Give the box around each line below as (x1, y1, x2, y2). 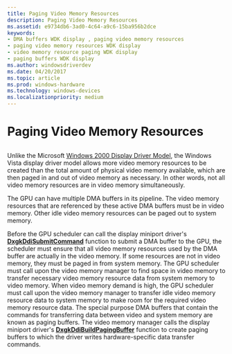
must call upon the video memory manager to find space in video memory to (7, 266, 226, 274)
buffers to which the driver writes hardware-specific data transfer (7, 333, 195, 341)
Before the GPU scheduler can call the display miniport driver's (7, 229, 187, 238)
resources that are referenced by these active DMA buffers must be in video (7, 202, 224, 210)
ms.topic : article (7, 74, 60, 82)
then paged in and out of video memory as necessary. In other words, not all (7, 173, 225, 182)
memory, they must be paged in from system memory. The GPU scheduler (7, 259, 220, 267)
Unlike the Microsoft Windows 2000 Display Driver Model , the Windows (7, 151, 212, 159)
